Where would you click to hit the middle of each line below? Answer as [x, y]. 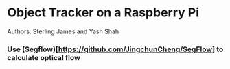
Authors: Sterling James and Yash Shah [63, 31]
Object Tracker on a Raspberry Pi [103, 13]
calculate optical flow [44, 57]
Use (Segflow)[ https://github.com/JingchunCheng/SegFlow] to [115, 49]
